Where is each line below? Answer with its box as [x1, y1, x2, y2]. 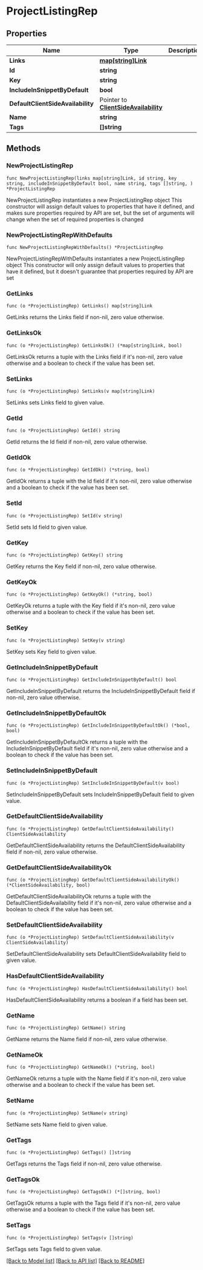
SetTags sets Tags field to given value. [6, 1245, 103, 1252]
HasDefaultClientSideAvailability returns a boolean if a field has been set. [6, 996, 188, 1004]
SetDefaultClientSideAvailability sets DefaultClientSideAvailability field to [6, 950, 186, 958]
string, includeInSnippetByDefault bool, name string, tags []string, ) [6, 180, 193, 187]
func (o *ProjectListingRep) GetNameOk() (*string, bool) [6, 1065, 155, 1071]
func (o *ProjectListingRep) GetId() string [6, 428, 120, 434]
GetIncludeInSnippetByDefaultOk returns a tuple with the [6, 738, 148, 746]
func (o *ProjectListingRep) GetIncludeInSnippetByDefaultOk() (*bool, [6, 723, 190, 729]
